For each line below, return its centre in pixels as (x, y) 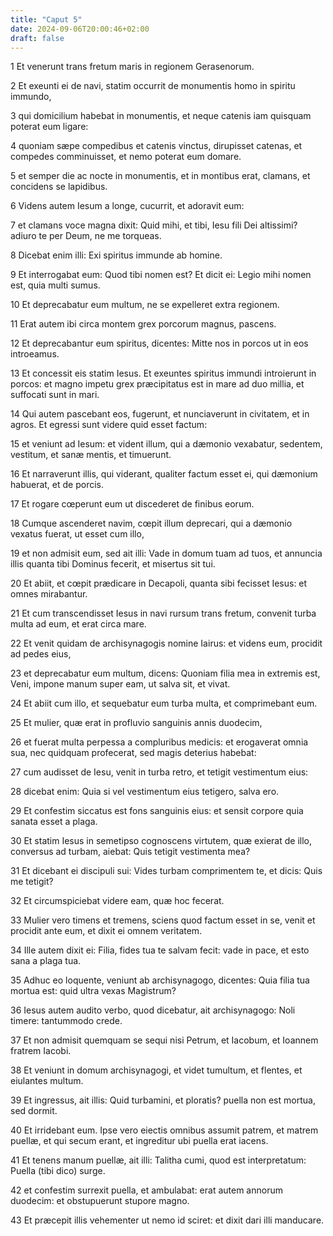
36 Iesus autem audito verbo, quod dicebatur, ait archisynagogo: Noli (153, 1010)
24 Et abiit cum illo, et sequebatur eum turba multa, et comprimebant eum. (164, 703)
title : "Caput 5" (46, 19)
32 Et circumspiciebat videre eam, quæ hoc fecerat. (117, 901)
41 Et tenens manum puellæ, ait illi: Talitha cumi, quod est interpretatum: (158, 1160)
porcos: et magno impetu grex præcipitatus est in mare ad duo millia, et (157, 384)
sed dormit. (34, 1111)
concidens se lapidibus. (59, 187)
